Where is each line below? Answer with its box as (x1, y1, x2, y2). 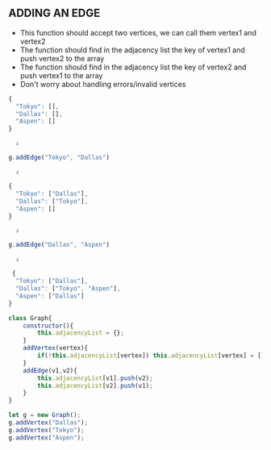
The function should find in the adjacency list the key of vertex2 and (19, 62, 247, 72)
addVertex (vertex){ (23, 344, 89, 352)
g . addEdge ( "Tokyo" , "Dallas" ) (8, 153, 110, 162)
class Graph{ (8, 314, 52, 322)
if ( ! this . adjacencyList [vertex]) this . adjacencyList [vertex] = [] (37, 352, 265, 360)
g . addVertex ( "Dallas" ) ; (8, 419, 89, 427)
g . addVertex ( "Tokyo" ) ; (8, 426, 85, 434)
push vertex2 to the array (19, 53, 105, 63)
